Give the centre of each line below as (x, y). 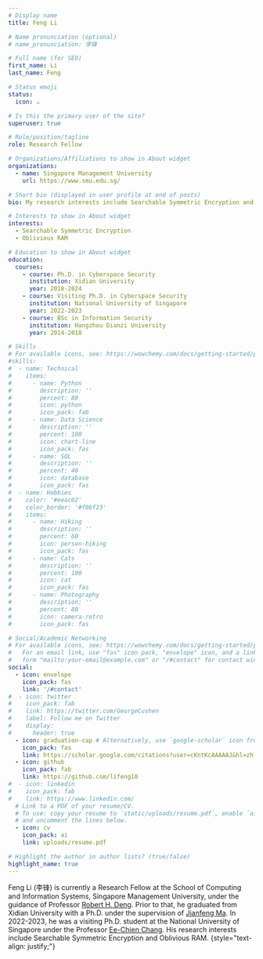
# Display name (33, 15)
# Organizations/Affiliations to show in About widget (99, 159)
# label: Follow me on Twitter (65, 719)
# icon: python (45, 405)
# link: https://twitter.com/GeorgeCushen (83, 711)
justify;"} (41, 946)
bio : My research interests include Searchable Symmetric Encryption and (131, 202)
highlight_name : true (43, 864)
